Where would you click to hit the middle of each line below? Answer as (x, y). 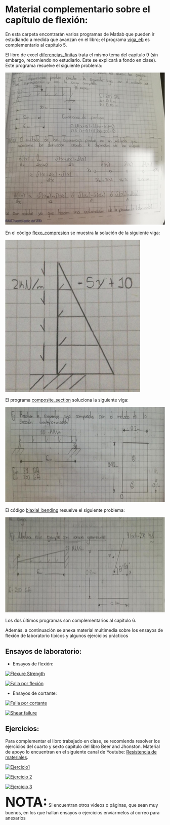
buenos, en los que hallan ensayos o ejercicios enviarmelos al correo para (82, 812)
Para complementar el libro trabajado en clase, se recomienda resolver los (83, 741)
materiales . (17, 757)
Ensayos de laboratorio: (44, 651)
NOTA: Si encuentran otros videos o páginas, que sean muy (82, 802)
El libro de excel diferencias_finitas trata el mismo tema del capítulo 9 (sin (82, 55)
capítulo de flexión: (47, 20)
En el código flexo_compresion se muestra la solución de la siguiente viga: (83, 233)
